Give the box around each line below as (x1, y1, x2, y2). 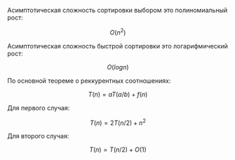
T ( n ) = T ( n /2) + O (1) (88, 145, 147, 154)
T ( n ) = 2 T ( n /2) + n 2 (90, 117, 146, 127)
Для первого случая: (7, 103, 70, 112)
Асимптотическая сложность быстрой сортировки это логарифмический (7, 41, 228, 50)
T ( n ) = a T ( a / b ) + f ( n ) (88, 90, 148, 98)
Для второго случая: (7, 132, 69, 140)
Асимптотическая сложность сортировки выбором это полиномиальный (7, 6, 228, 14)
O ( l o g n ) (107, 62, 129, 71)
